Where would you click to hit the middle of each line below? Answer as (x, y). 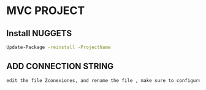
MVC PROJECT (46, 11)
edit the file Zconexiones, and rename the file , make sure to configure (104, 80)
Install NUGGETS (39, 33)
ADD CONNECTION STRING (60, 66)
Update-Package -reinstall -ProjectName (59, 47)
